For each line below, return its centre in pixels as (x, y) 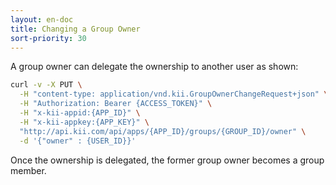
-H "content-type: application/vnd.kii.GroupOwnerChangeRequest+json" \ (174, 94)
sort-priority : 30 (48, 38)
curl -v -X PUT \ (46, 85)
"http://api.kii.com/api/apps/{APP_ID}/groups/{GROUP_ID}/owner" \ (163, 131)
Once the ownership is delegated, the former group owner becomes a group (167, 160)
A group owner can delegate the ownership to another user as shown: (154, 67)
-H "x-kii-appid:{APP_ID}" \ (80, 113)
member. (28, 170)
